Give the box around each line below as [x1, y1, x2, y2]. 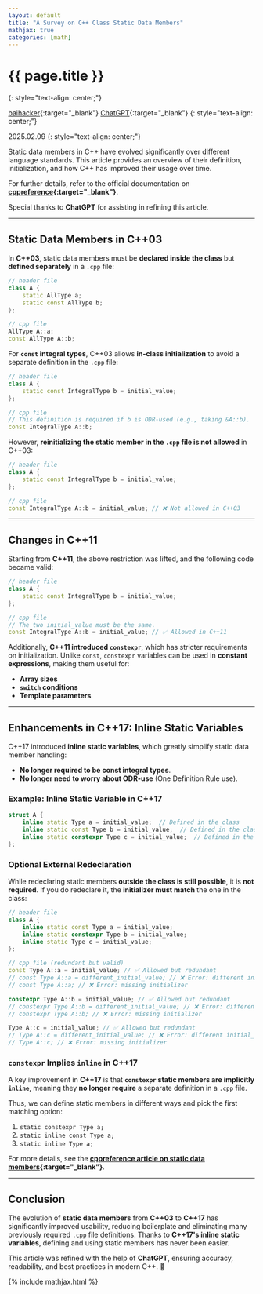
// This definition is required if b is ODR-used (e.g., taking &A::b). [8, 416, 250, 424]
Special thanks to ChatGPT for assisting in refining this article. [8, 202, 209, 212]
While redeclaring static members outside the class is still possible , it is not [8, 877, 254, 887]
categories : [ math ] [8, 33, 72, 42]
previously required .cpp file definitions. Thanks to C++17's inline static [8, 1230, 240, 1240]
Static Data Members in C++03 [8, 232, 163, 246]
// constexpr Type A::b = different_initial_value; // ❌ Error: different [8, 1002, 258, 1011]
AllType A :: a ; [8, 327, 55, 336]
